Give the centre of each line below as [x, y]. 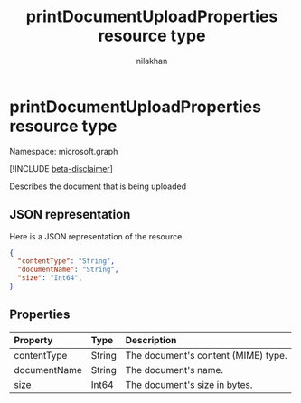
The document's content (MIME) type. [206, 355]
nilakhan [152, 61]
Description [151, 340]
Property [33, 340]
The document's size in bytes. [189, 384]
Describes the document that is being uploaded [98, 186]
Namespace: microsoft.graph [64, 151]
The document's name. [174, 370]
